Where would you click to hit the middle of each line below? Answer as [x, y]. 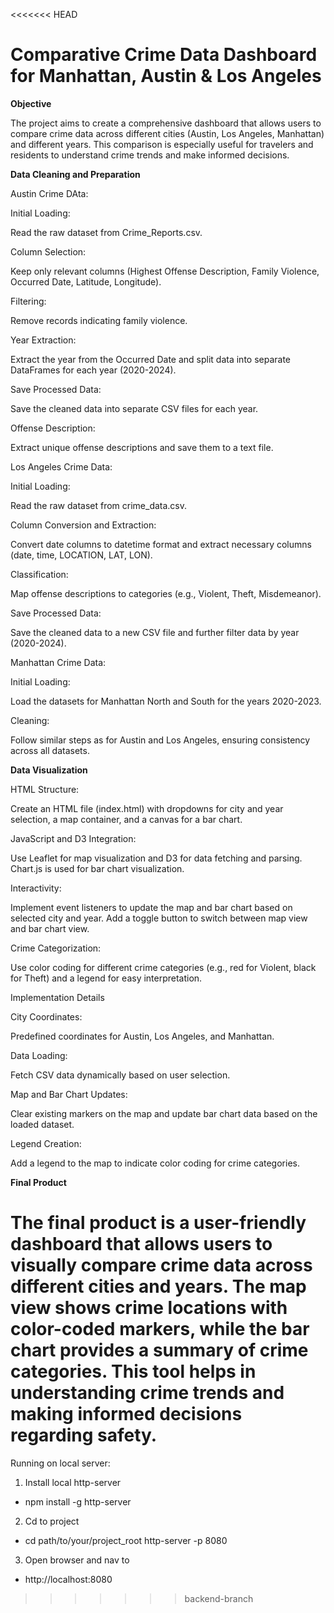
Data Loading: [39, 1055]
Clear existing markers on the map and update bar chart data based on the [164, 1113]
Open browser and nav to [77, 1560]
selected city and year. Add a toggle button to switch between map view [159, 918]
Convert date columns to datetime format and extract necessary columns [161, 544]
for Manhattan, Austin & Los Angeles [166, 76]
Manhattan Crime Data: [58, 662]
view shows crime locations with [149, 1308]
